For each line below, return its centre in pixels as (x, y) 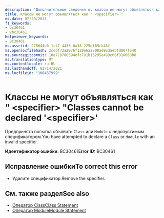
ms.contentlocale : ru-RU (30, 64)
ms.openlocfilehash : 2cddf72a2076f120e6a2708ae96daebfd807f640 (71, 50)
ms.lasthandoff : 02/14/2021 (34, 69)
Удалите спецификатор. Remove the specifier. (59, 178)
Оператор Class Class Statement (45, 205)
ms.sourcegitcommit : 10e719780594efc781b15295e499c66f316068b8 (71, 55)
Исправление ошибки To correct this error (71, 167)
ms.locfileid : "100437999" (32, 73)
